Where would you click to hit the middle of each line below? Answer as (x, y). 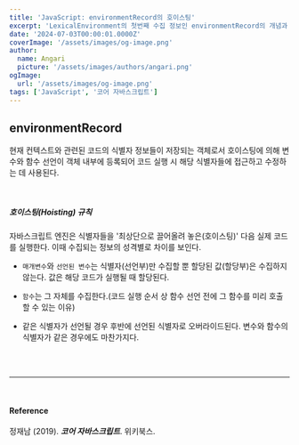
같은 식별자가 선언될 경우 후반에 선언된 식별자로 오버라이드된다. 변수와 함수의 (155, 327)
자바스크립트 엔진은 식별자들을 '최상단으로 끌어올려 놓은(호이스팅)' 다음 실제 (141, 236)
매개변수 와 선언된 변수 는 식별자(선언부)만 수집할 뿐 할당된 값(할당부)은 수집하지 (154, 266)
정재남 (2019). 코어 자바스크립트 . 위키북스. (82, 432)
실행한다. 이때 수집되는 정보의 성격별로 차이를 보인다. (110, 247)
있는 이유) (58, 307)
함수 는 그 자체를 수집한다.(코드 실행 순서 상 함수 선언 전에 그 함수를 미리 (144, 296)
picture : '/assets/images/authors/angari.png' (105, 68)
